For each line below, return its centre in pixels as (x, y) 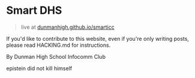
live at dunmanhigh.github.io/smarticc (68, 27)
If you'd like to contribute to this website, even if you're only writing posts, (97, 38)
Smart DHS (34, 10)
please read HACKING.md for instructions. (58, 45)
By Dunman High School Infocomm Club (56, 56)
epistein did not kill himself (39, 68)
